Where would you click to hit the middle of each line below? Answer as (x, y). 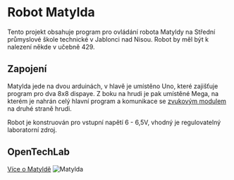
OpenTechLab (39, 152)
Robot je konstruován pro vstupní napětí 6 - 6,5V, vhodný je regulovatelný (114, 122)
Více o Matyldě (29, 169)
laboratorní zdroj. (32, 130)
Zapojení (27, 69)
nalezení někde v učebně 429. (51, 47)
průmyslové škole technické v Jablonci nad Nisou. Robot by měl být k (108, 39)
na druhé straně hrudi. (39, 108)
